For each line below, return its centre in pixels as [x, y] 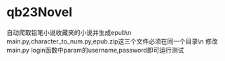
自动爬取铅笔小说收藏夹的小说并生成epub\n [69, 32]
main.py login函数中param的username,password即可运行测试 [95, 50]
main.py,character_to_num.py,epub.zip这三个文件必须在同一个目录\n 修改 [112, 41]
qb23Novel [40, 12]
